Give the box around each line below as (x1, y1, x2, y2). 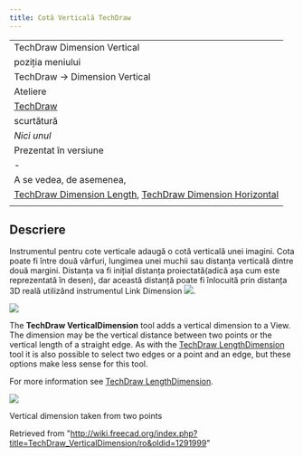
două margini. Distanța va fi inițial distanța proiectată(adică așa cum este (9, 265, 280, 276)
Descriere (9, 223, 66, 238)
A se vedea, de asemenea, (14, 173, 127, 186)
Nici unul (14, 129, 52, 141)
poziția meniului (14, 55, 81, 68)
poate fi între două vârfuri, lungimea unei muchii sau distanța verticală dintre (9, 255, 294, 267)
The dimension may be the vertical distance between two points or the (9, 329, 273, 340)
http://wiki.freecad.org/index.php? (70, 428, 198, 439)
